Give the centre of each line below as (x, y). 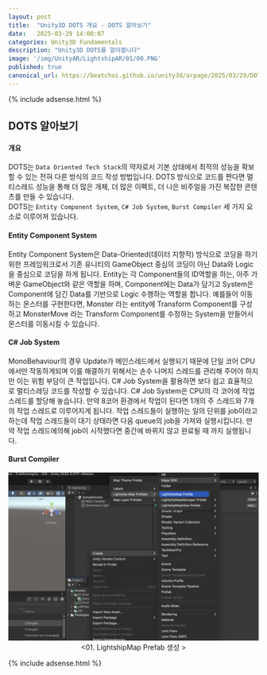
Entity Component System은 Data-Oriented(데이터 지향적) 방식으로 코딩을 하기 (133, 254)
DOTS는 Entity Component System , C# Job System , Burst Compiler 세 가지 (126, 207)
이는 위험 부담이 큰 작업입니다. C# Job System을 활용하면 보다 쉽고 (121, 381)
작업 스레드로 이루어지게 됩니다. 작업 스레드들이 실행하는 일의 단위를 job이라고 (137, 410)
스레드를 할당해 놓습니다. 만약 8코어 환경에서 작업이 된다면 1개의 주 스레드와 (125, 401)
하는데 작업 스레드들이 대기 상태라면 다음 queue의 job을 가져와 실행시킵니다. (126, 421)
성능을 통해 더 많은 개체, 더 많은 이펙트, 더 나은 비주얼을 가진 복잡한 (139, 187)
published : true (35, 68)
